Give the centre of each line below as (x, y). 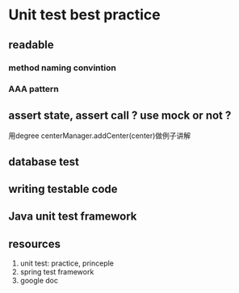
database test (44, 162)
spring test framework (57, 272)
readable (31, 45)
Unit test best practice (84, 15)
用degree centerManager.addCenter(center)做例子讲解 (100, 136)
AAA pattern (34, 89)
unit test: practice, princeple (67, 263)
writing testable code (63, 189)
